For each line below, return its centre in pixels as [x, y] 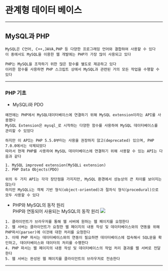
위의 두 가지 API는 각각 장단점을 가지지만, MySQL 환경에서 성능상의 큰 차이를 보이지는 [83, 179]
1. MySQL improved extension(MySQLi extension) [56, 165]
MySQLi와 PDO [28, 105]
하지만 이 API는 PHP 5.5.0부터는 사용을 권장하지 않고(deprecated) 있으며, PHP [80, 141]
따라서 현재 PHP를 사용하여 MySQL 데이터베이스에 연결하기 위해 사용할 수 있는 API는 [81, 151]
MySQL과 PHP [27, 36]
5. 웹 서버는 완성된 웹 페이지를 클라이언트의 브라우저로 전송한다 [62, 259]
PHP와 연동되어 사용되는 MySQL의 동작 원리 [56, 211]
